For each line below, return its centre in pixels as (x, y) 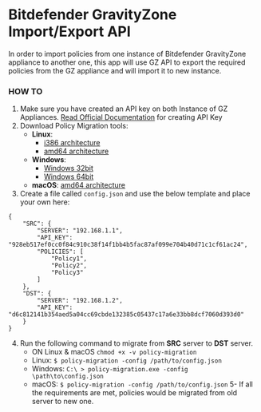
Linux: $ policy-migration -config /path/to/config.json (127, 360)
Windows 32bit (69, 168)
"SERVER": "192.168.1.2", (80, 301)
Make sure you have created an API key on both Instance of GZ (124, 109)
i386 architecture (72, 143)
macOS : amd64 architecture (79, 185)
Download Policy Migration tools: (74, 126)
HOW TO (26, 91)
